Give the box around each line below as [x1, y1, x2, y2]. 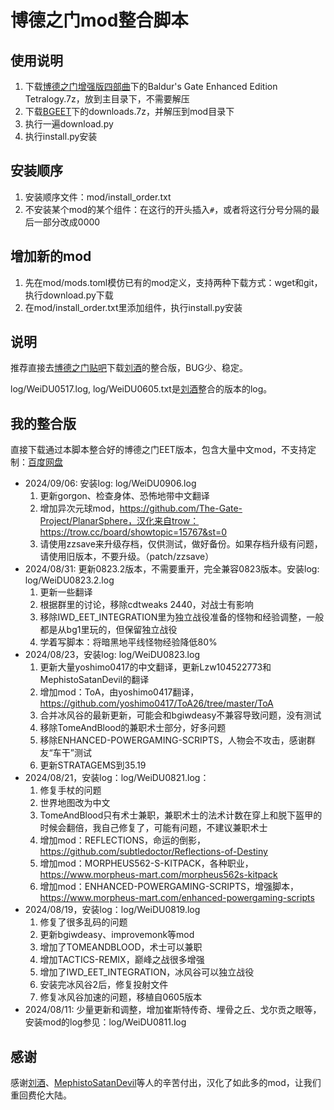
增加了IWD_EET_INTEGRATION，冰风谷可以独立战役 [39, 966, 255, 978]
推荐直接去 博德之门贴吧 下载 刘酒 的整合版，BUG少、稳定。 [10, 362, 249, 374]
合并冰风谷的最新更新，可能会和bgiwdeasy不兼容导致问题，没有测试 [39, 709, 322, 721]
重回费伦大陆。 [10, 1089, 72, 1101]
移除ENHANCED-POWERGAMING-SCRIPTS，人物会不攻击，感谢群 [39, 734, 316, 746]
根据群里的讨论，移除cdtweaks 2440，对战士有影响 [39, 599, 254, 611]
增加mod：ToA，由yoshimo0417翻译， [39, 686, 200, 698]
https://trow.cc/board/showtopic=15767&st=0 [39, 526, 228, 538]
